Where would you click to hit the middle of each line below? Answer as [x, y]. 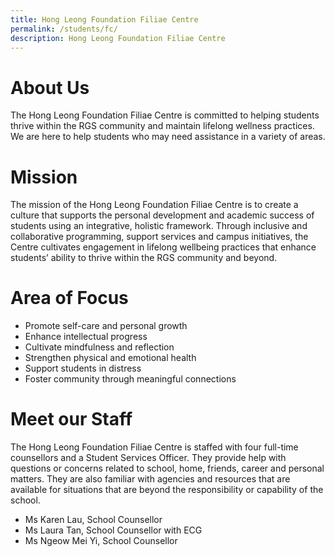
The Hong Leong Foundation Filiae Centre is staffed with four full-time [154, 447]
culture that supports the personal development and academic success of [162, 215]
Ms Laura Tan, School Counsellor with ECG [113, 530]
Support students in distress [83, 368]
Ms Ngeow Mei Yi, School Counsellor [101, 541]
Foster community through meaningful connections [130, 379]
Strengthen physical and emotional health [110, 358]
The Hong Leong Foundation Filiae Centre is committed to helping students [165, 115]
